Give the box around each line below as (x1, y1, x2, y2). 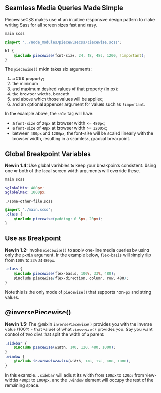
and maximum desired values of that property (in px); (12, 86, 118, 92)
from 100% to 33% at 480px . (5, 257, 56, 263)
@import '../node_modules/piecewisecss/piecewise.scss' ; (5, 40, 122, 45)
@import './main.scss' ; (5, 207, 53, 212)
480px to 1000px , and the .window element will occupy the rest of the (19, 377, 154, 383)
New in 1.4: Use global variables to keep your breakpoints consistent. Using (5, 162, 156, 169)
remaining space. (5, 382, 40, 388)
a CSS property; (12, 76, 44, 81)
